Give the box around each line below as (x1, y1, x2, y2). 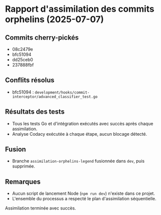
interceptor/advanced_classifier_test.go (12, 94, 98, 99)
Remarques (5, 177, 41, 186)
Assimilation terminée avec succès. (5, 205, 77, 211)
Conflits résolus (5, 76, 55, 84)
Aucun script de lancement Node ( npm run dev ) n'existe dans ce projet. (12, 191, 155, 196)
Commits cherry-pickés (5, 33, 79, 42)
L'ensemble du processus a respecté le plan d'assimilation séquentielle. (12, 196, 157, 202)
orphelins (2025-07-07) (5, 14, 104, 25)
